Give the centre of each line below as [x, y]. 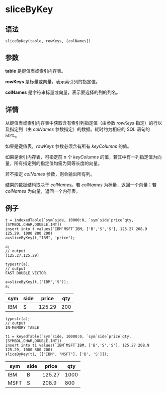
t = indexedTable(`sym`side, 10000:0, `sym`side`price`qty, [70, 220]
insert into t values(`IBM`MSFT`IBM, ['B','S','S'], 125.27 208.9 [76, 229]
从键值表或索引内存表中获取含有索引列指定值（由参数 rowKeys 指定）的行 [81, 123]
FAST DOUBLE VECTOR [26, 273]
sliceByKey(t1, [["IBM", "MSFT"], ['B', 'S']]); [57, 354]
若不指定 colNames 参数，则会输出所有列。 [50, 174]
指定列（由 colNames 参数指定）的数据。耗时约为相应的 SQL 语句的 [80, 129]
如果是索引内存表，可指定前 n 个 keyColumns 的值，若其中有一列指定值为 [81, 157]
